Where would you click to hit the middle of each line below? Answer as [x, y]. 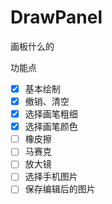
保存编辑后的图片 [60, 189]
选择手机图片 [51, 177]
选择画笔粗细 [51, 114]
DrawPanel [56, 17]
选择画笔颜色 [51, 127]
